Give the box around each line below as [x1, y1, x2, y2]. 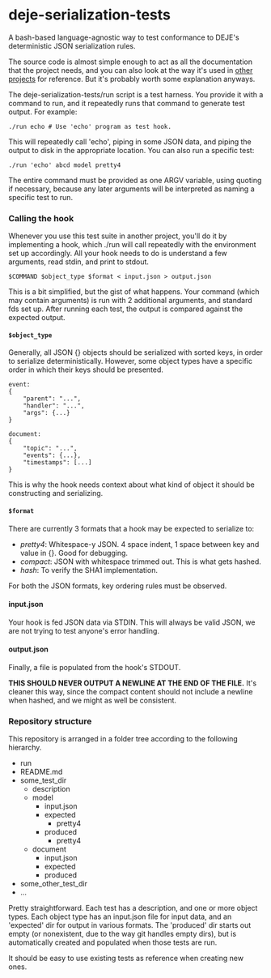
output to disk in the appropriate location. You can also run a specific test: [8, 145, 255, 155]
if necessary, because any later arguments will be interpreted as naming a [8, 184, 255, 194]
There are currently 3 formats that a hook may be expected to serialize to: [8, 523, 255, 533]
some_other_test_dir [19, 879, 87, 889]
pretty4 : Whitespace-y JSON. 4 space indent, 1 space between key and [19, 539, 260, 549]
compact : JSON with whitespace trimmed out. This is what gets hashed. [19, 557, 261, 566]
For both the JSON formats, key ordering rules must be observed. [8, 581, 227, 591]
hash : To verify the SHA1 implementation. [19, 565, 158, 574]
